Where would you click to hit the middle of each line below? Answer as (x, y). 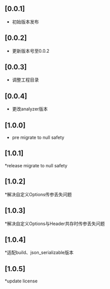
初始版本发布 (25, 22)
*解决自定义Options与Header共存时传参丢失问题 (55, 224)
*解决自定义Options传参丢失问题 (38, 194)
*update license (21, 281)
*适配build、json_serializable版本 (39, 252)
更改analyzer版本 (30, 109)
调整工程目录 (25, 80)
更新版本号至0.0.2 (31, 51)
